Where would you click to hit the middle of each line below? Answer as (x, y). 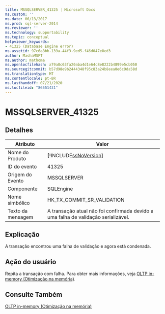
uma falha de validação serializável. (88, 217)
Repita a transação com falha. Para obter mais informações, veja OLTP (76, 274)
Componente (23, 189)
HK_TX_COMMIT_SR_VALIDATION (86, 200)
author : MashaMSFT (24, 55)
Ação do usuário (31, 262)
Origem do (20, 174)
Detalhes (19, 130)
